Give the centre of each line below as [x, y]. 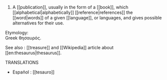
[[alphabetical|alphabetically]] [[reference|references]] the [73, 12]
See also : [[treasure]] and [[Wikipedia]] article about [59, 47]
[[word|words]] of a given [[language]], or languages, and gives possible [87, 18]
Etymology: [17, 33]
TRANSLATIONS [22, 62]
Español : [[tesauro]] [33, 72]
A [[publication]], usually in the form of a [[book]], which [70, 7]
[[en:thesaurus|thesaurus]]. [33, 53]
